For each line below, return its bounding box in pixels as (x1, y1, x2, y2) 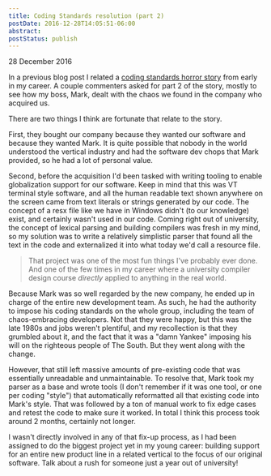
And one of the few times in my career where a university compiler (28, 264, 251, 274)
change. (8, 349, 36, 359)
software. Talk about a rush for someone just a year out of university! (8, 458, 239, 468)
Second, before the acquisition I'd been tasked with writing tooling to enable (8, 171, 263, 181)
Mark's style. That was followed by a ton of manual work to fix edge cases (8, 399, 256, 410)
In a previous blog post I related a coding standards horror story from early (8, 72, 258, 82)
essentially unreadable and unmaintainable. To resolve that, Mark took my (8, 374, 255, 384)
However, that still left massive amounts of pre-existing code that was (8, 365, 241, 375)
